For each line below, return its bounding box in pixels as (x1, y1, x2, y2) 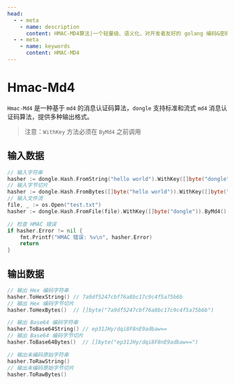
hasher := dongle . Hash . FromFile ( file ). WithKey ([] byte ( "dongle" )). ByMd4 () (7, 208, 227, 215)
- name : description (20, 23, 80, 30)
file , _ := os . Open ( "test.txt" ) (7, 201, 101, 208)
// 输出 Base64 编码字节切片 (7, 332, 84, 339)
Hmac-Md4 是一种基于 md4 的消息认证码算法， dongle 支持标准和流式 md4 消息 (7, 103, 222, 112)
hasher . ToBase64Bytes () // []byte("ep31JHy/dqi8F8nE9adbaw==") (7, 339, 199, 346)
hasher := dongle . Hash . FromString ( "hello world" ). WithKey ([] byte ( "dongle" (7, 175, 230, 182)
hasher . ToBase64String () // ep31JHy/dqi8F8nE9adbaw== (7, 325, 168, 333)
